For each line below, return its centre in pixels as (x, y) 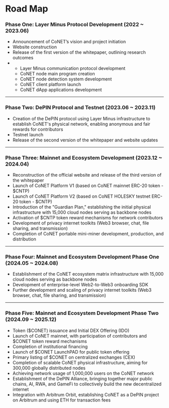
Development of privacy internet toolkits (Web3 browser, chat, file (81, 223)
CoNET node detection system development (66, 79)
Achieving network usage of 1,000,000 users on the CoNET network (83, 373)
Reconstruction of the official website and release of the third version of (87, 175)
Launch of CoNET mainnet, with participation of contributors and (79, 336)
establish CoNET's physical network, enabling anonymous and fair (81, 124)
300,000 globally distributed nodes (49, 368)
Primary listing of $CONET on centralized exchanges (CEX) (74, 357)
